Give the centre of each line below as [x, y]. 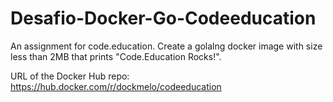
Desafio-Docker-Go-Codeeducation [163, 18]
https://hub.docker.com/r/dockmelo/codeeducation [116, 86]
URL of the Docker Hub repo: [70, 76]
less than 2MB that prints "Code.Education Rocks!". [116, 56]
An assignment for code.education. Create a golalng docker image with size [166, 46]
